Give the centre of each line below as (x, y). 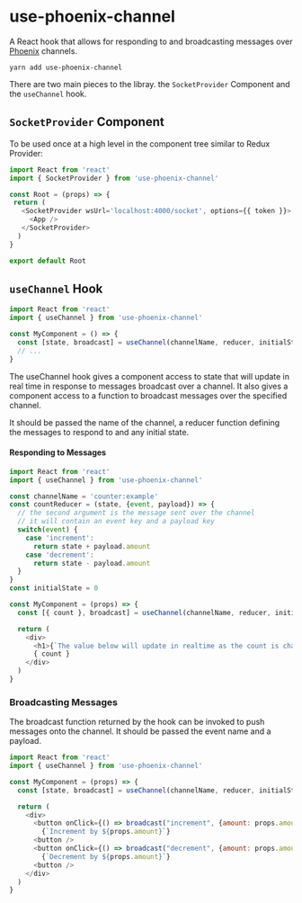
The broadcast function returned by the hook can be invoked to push (137, 722)
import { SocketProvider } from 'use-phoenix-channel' (114, 178)
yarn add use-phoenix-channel (66, 67)
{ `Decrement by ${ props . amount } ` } (106, 856)
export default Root (48, 261)
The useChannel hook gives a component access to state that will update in (150, 376)
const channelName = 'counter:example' (84, 496)
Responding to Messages (58, 452)
